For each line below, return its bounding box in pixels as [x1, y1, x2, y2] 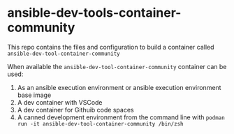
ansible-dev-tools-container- [7, 5, 182, 21]
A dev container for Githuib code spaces [17, 105, 134, 114]
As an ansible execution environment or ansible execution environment [17, 83, 221, 91]
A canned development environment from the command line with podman [17, 113, 225, 121]
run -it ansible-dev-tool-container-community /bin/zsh [17, 120, 184, 127]
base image [17, 91, 52, 99]
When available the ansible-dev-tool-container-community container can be [7, 62, 227, 70]
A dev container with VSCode [17, 98, 103, 106]
